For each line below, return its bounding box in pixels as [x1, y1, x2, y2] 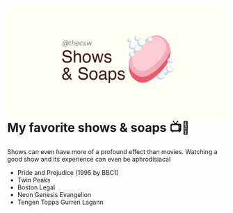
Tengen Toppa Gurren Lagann [17, 198, 104, 206]
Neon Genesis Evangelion [17, 190, 92, 198]
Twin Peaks [17, 176, 51, 184]
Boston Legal [17, 183, 56, 191]
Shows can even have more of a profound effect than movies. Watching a [7, 147, 218, 155]
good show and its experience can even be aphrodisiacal [7, 155, 171, 163]
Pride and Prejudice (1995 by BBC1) [17, 168, 120, 176]
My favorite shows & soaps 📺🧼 [7, 120, 190, 136]
